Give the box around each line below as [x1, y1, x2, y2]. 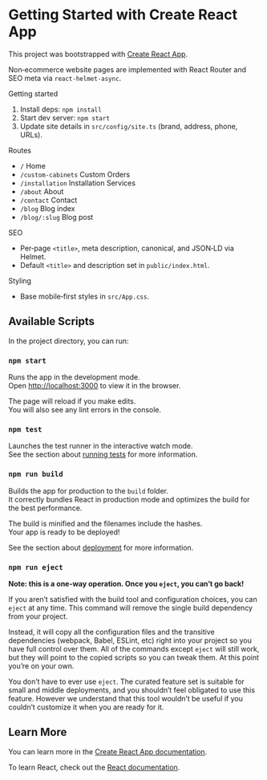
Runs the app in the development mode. [8, 372, 140, 382]
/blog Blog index [19, 203, 75, 213]
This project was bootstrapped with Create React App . [8, 49, 188, 59]
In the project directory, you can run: [8, 335, 129, 346]
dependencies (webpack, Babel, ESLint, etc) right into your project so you [8, 636, 253, 645]
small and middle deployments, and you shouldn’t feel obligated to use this [8, 685, 255, 695]
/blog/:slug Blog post [19, 212, 94, 221]
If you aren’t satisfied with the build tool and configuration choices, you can [8, 594, 258, 603]
